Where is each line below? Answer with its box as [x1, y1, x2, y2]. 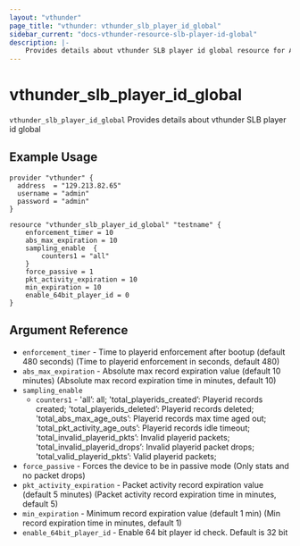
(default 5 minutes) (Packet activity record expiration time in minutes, [21, 489, 277, 500]
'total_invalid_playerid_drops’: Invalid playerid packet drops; [35, 441, 254, 452]
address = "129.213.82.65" [17, 181, 122, 190]
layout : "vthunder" [9, 13, 82, 22]
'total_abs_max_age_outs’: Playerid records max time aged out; [35, 413, 267, 424]
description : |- [9, 38, 70, 47]
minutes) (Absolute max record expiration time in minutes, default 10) [21, 374, 277, 385]
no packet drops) [21, 470, 87, 481]
